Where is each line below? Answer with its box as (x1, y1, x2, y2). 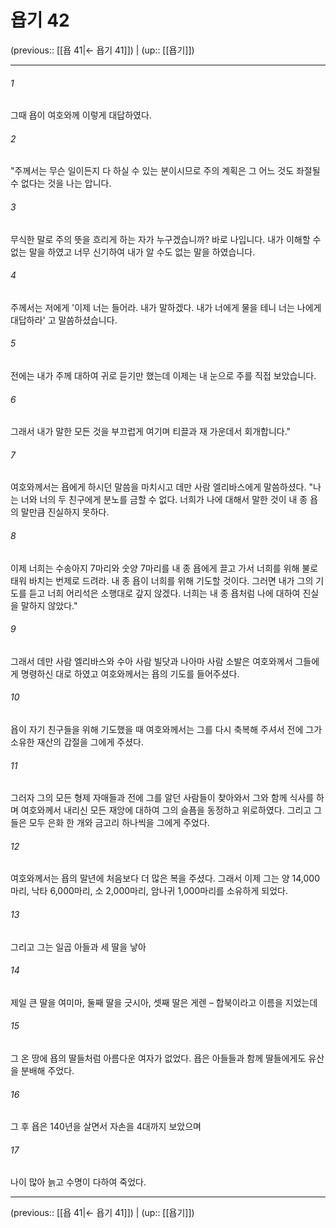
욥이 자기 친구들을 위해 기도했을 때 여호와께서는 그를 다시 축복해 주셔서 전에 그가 (10, 723, 323, 735)
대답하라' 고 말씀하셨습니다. (10, 314, 118, 326)
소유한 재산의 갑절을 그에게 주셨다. (10, 736, 144, 748)
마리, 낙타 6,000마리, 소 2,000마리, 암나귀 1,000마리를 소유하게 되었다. (10, 885, 288, 897)
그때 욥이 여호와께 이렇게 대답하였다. (10, 109, 152, 121)
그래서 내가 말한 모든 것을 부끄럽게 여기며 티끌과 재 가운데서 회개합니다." (10, 426, 292, 438)
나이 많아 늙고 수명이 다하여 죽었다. (10, 1176, 147, 1188)
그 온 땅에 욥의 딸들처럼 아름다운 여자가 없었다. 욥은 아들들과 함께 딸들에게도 (10, 1052, 307, 1064)
